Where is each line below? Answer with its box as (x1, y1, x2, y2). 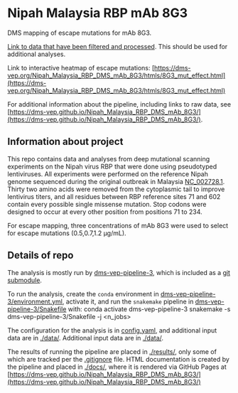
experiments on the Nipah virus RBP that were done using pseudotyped (7, 162, 217, 171)
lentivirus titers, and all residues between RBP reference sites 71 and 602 (7, 192, 221, 200)
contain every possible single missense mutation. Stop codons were (7, 200, 207, 208)
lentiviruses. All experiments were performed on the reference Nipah (7, 169, 208, 178)
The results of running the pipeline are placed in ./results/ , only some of (7, 347, 217, 356)
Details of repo (7, 249, 74, 262)
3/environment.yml (7, 297, 63, 306)
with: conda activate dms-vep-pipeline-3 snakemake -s (67, 304, 231, 313)
